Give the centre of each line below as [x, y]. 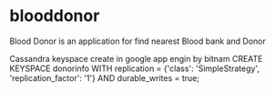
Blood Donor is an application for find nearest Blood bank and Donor [138, 41]
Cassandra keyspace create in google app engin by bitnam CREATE [136, 58]
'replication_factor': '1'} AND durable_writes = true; [105, 77]
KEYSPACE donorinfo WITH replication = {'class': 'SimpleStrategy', [134, 68]
